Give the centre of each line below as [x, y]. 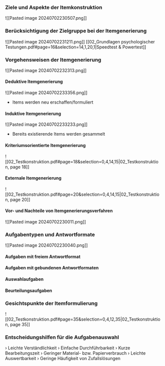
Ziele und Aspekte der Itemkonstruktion [54, 7]
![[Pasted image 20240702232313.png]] [46, 70]
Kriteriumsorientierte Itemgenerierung [46, 145]
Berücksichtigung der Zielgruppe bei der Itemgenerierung [76, 31]
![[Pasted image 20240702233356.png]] [46, 93]
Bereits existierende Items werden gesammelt [59, 134]
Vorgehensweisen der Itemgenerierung [53, 60]
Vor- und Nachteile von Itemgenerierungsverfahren [59, 211]
